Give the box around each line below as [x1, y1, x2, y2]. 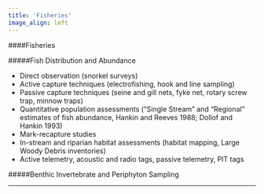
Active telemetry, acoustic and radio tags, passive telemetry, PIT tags [19, 154, 244, 163]
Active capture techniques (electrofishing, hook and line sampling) [19, 79, 236, 89]
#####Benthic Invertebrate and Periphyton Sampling [8, 170, 179, 179]
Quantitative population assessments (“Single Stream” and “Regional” [19, 104, 245, 114]
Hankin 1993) [19, 121, 63, 130]
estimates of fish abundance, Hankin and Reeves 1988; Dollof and [19, 112, 233, 122]
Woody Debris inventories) [19, 146, 106, 156]
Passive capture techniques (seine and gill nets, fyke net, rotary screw [19, 87, 247, 97]
